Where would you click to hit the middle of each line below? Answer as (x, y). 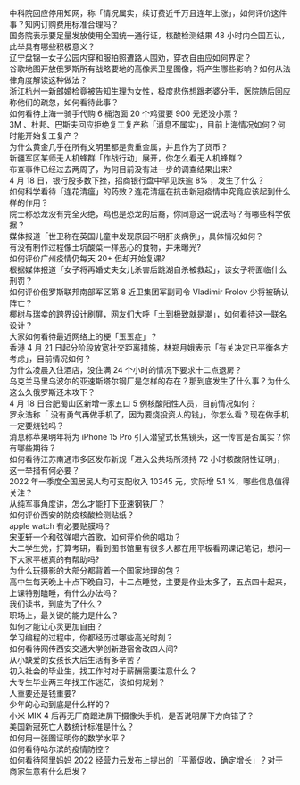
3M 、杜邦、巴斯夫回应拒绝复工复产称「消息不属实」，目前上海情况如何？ (144, 124)
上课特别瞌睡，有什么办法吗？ (64, 593)
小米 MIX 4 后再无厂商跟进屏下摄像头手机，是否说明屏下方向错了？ (132, 715)
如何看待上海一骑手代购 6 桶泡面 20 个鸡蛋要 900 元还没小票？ (125, 113)
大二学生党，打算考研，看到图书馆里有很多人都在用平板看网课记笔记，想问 (146, 548)
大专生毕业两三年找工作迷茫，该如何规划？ (87, 682)
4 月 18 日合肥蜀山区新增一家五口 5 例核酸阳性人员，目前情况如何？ (133, 403)
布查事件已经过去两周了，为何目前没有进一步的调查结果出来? (121, 169)
